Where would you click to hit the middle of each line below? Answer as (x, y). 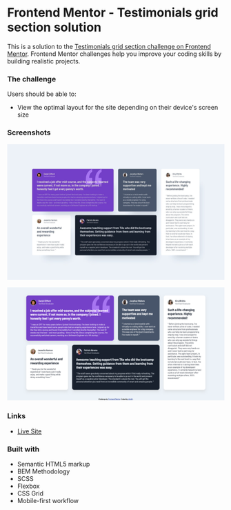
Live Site (29, 431)
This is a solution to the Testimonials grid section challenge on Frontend (109, 46)
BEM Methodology (43, 471)
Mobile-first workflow (48, 500)
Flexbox (28, 486)
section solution (54, 27)
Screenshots (29, 133)
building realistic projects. (44, 61)
